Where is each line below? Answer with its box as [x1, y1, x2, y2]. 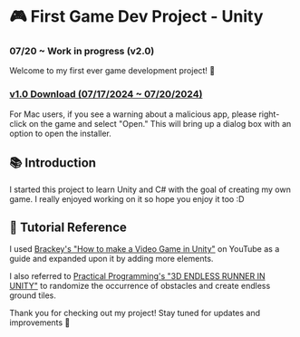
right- [257, 109, 280, 120]
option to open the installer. [9, 128, 111, 139]
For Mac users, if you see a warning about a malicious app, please [9, 109, 257, 120]
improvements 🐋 [9, 317, 71, 328]
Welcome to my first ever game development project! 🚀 [9, 65, 216, 76]
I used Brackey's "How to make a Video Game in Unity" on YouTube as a [9, 244, 280, 255]
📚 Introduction [9, 155, 97, 171]
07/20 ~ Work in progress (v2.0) [9, 45, 155, 58]
